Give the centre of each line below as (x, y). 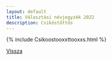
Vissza (14, 51)
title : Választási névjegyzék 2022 (50, 17)
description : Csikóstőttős (40, 23)
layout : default (26, 12)
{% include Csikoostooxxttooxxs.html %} (57, 40)
